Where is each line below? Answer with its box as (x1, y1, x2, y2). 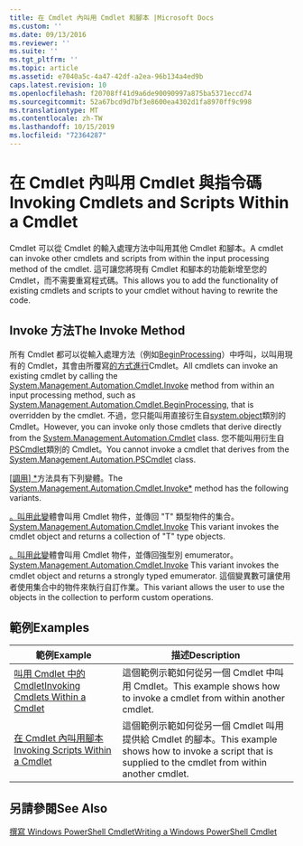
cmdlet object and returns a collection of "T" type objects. (9, 531, 225, 541)
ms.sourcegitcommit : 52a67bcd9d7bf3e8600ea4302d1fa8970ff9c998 (9, 97, 252, 107)
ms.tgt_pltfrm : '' (9, 55, 78, 64)
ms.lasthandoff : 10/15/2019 (9, 123, 115, 132)
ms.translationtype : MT (9, 106, 99, 115)
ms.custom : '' (9, 22, 63, 31)
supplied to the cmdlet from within (122, 757, 268, 769)
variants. (9, 492, 42, 503)
